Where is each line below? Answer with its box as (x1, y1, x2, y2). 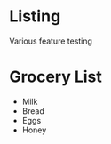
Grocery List (9, 67, 102, 87)
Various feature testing (9, 36, 93, 46)
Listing (9, 6, 61, 27)
